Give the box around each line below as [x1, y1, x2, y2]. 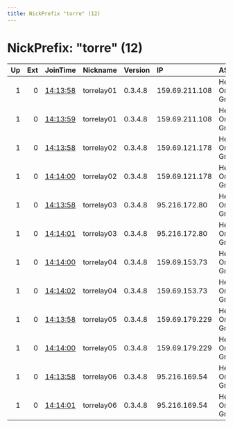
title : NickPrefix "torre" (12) [7, 10, 101, 17]
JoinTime [44, 65, 76, 75]
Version [123, 65, 150, 75]
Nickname [83, 65, 117, 75]
